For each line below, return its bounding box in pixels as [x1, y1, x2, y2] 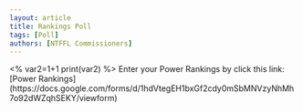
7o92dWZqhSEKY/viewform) [9, 93, 118, 104]
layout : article [9, 13, 71, 23]
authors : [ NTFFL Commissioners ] [9, 38, 132, 48]
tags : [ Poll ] [9, 30, 59, 39]
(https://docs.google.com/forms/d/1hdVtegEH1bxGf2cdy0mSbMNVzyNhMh [9, 83, 295, 94]
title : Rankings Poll [9, 22, 92, 31]
